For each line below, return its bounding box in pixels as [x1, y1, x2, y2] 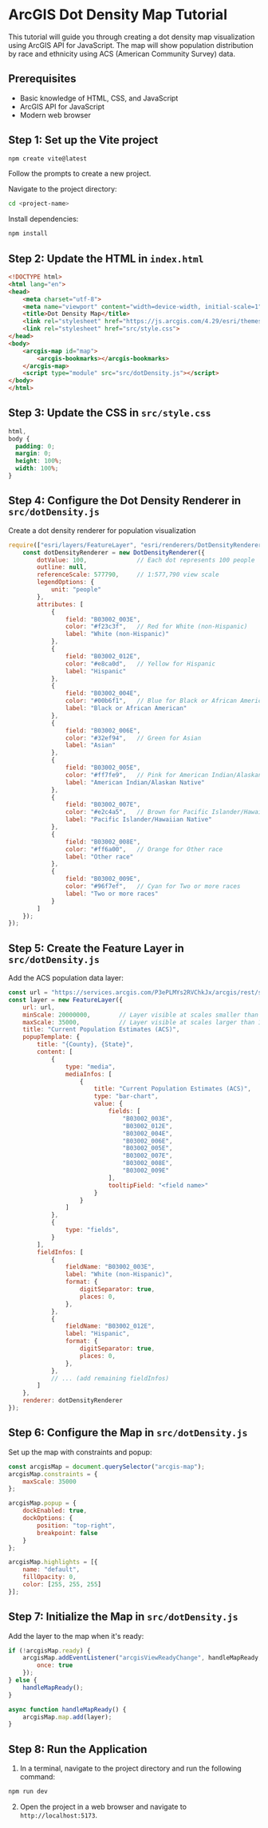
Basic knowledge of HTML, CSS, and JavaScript [19, 93, 179, 103]
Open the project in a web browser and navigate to [19, 1802, 187, 1811]
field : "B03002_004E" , [65, 689, 141, 697]
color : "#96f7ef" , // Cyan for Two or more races [65, 882, 241, 890]
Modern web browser [19, 110, 92, 120]
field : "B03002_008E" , [65, 838, 141, 846]
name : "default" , [22, 1565, 81, 1573]
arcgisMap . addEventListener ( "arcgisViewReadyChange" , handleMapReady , [22, 1654, 262, 1662]
